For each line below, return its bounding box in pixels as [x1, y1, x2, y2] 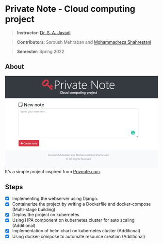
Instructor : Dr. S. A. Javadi [16, 30, 71, 35]
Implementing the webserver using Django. [12, 195, 98, 202]
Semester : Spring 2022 [16, 49, 65, 54]
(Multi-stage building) [12, 207, 56, 212]
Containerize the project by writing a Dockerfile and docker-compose [12, 201, 151, 207]
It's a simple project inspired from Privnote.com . [5, 169, 101, 175]
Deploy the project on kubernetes [12, 212, 80, 218]
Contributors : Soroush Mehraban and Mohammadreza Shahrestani [16, 39, 151, 45]
